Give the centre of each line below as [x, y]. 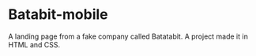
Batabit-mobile [58, 15]
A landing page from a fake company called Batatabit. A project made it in [128, 36]
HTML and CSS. [34, 44]
